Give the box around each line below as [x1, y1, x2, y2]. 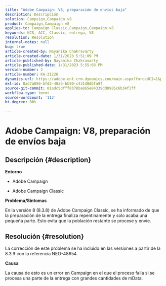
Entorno [5, 169, 22, 175]
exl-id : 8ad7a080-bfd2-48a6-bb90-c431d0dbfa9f [5, 81, 103, 86]
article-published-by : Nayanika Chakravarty [5, 58, 98, 63]
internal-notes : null [5, 40, 50, 45]
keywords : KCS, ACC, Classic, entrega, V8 [5, 30, 94, 35]
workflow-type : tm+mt [5, 90, 50, 95]
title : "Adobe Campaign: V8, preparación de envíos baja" [5, 7, 127, 12]
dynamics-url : [5, 76, 35, 81]
